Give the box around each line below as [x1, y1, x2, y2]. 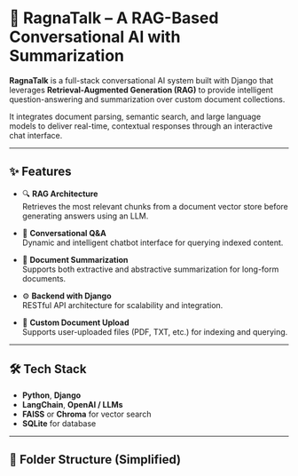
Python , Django [21, 390, 82, 401]
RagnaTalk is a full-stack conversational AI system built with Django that [9, 75, 274, 85]
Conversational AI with [9, 27, 181, 47]
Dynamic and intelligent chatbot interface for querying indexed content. [21, 237, 284, 248]
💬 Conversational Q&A [21, 227, 106, 238]
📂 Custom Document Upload [21, 317, 129, 328]
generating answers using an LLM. [21, 210, 149, 221]
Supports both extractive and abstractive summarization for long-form [21, 264, 279, 274]
